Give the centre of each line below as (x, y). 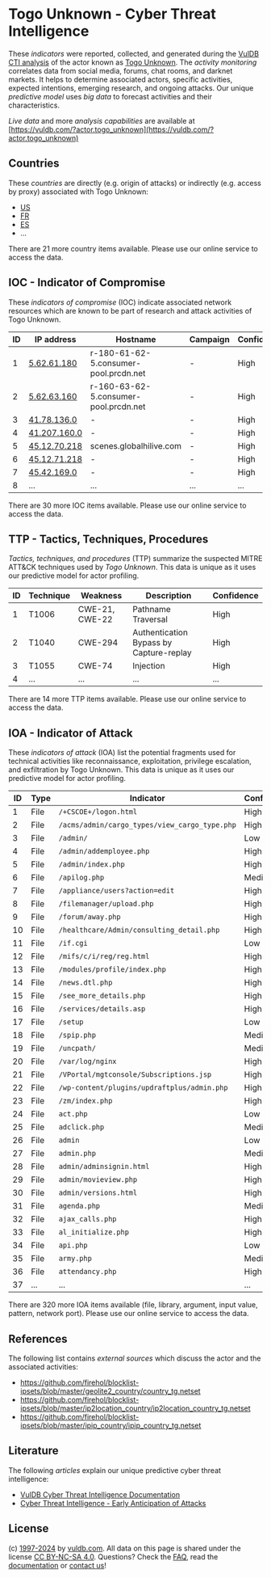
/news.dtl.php (85, 983)
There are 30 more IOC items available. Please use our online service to (127, 505)
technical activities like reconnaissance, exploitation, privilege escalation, (130, 762)
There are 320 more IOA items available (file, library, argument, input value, (133, 1305)
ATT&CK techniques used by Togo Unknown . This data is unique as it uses (132, 567)
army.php (75, 1259)
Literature (33, 1451)
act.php (73, 1114)
